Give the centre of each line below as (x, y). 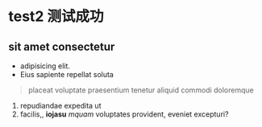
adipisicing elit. (45, 66)
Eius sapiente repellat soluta (67, 74)
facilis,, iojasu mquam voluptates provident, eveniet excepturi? (124, 114)
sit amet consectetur (62, 46)
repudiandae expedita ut (60, 106)
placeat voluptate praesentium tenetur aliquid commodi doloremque (141, 90)
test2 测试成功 (56, 16)
